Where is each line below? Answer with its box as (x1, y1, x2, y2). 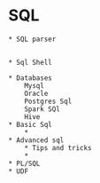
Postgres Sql (24, 97, 73, 106)
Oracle (24, 89, 49, 98)
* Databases (8, 73, 52, 83)
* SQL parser (8, 35, 57, 44)
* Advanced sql (8, 135, 65, 145)
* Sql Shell (8, 58, 52, 67)
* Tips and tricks (24, 143, 92, 152)
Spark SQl (24, 104, 61, 114)
